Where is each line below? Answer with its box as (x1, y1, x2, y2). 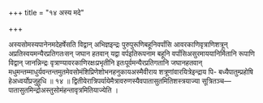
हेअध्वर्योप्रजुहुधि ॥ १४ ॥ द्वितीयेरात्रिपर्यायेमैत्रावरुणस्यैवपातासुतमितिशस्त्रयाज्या (8, 76, 200, 85)
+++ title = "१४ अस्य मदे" (8, 8, 84, 17)
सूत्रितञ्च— (201, 76, 231, 85)
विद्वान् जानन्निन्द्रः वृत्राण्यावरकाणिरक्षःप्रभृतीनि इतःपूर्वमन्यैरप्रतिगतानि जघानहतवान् (8, 58, 203, 67)
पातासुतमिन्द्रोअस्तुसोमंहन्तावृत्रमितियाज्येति (8, 85, 112, 95)
